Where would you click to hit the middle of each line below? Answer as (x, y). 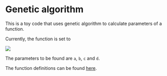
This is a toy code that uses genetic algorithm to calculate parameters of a (84, 23)
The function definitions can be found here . (51, 68)
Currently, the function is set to (38, 39)
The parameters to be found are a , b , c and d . (53, 58)
